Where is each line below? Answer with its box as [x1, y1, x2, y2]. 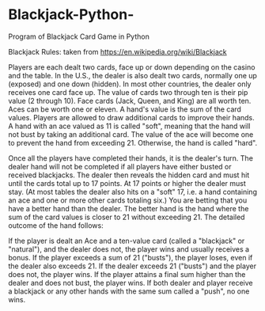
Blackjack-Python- [8, 6, 134, 24]
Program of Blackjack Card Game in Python [8, 32, 150, 41]
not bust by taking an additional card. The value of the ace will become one [8, 129, 254, 139]
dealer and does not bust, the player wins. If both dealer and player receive [8, 278, 253, 287]
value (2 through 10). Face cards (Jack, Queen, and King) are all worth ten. [8, 96, 252, 105]
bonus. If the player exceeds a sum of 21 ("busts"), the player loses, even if [8, 252, 253, 262]
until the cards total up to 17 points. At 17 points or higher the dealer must [8, 178, 247, 188]
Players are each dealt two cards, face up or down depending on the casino [8, 62, 256, 72]
